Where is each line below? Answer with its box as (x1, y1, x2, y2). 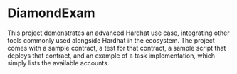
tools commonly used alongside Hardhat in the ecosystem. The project (7, 36, 215, 44)
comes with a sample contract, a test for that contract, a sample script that (7, 43, 226, 52)
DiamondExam (7, 5, 95, 21)
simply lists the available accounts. (7, 58, 110, 67)
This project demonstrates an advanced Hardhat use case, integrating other (7, 28, 230, 37)
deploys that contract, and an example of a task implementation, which (7, 51, 216, 60)
